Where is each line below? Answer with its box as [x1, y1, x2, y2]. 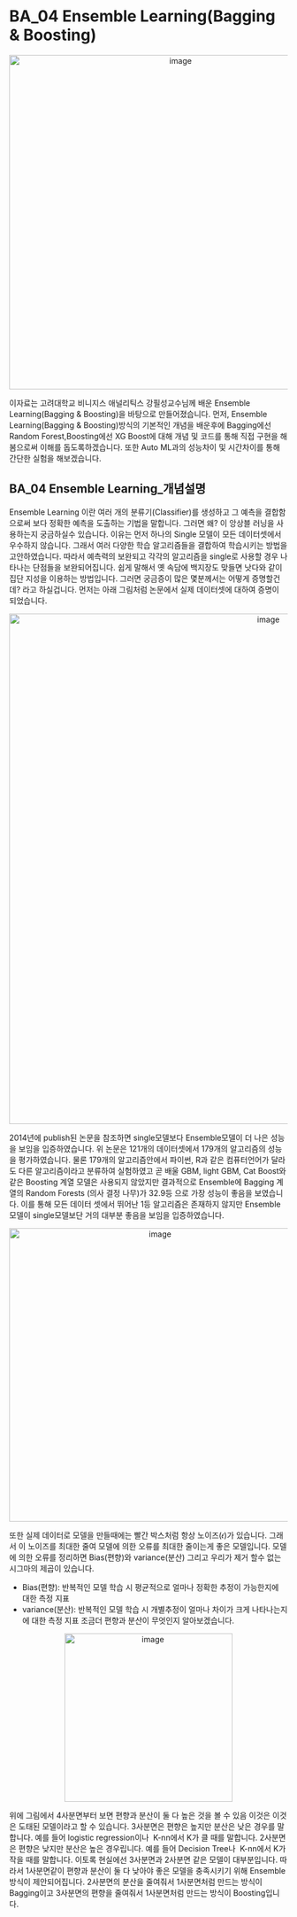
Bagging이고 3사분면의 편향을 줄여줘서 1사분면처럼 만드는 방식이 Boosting [9, 1887, 266, 1898]
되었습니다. [9, 595, 48, 606]
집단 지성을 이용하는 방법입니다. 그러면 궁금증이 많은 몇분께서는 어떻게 [9, 573, 250, 584]
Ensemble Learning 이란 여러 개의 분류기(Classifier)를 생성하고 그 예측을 [9, 507, 263, 517]
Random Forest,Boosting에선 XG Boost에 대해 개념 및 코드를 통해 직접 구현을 [9, 431, 278, 441]
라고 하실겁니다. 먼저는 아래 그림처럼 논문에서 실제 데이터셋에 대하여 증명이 [21, 584, 280, 594]
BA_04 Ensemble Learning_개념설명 [9, 481, 206, 497]
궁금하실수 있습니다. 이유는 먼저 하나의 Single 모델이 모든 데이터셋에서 [39, 529, 282, 539]
